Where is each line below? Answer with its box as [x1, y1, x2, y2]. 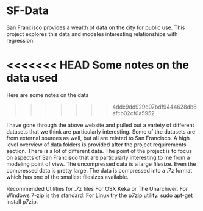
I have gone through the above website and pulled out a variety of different [6, 121, 194, 129]
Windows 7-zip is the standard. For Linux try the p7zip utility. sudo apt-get [6, 191, 193, 199]
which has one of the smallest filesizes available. [6, 173, 129, 181]
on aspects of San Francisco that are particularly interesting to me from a [6, 154, 190, 161]
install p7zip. [6, 198, 38, 205]
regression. [6, 37, 35, 44]
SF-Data [6, 4, 49, 18]
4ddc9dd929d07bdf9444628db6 [112, 103, 197, 110]
